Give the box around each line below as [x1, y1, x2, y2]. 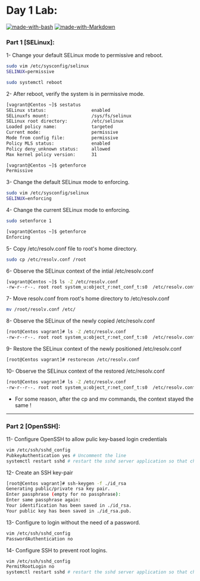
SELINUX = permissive [6, 69, 55, 75]
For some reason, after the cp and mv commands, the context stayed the [14, 395, 194, 402]
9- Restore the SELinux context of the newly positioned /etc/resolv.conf [6, 345, 182, 352]
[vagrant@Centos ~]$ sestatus [6, 102, 82, 108]
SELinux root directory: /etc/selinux [6, 118, 124, 124]
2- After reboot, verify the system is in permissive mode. [6, 90, 145, 97]
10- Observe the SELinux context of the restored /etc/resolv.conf [6, 367, 165, 374]
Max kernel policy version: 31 [6, 151, 97, 158]
